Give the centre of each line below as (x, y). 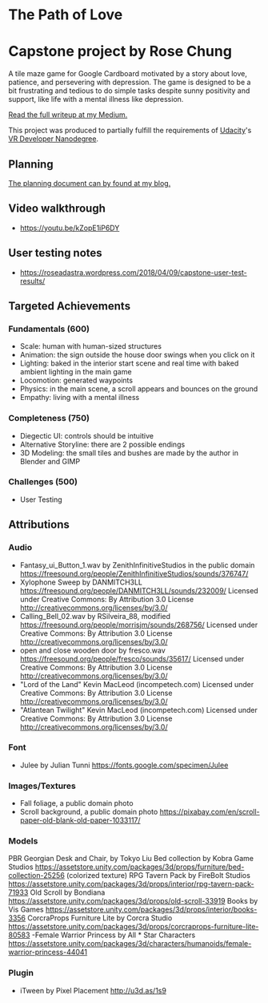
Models (23, 841)
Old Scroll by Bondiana (68, 892)
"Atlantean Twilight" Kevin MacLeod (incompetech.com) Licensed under (139, 710)
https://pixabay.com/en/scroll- (210, 812)
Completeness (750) (49, 419)
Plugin (21, 973)
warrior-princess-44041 (48, 952)
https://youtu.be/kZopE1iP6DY (70, 228)
